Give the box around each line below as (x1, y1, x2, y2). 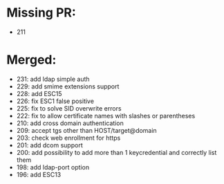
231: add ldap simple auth (16, 75, 91, 83)
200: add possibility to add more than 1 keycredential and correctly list (16, 148, 217, 156)
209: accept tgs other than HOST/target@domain (16, 126, 157, 134)
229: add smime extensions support (16, 82, 120, 91)
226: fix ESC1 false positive (16, 97, 95, 105)
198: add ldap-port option (16, 163, 90, 171)
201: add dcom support (16, 140, 84, 149)
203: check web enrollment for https (16, 134, 121, 142)
